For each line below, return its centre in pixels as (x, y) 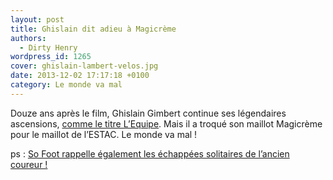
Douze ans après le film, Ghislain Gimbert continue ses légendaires (148, 113)
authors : (28, 38)
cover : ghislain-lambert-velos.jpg (84, 66)
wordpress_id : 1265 (51, 57)
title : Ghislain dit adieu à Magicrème (93, 29)
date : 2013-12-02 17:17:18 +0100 (80, 76)
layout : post (37, 19)
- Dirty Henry (48, 47)
